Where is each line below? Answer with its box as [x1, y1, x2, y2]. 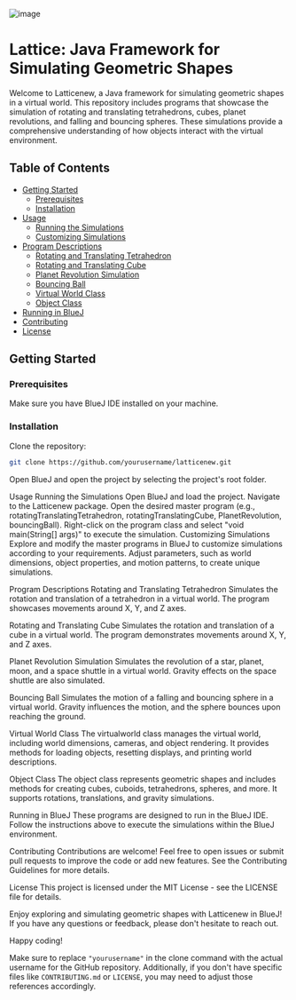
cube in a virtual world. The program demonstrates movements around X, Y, [9, 629, 286, 639]
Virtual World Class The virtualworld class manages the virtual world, [9, 728, 261, 739]
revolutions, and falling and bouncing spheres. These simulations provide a [9, 115, 284, 126]
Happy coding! [9, 935, 64, 946]
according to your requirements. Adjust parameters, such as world [9, 547, 252, 559]
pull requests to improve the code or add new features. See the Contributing [9, 855, 288, 866]
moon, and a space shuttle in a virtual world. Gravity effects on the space [9, 665, 277, 676]
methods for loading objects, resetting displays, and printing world [9, 747, 253, 758]
